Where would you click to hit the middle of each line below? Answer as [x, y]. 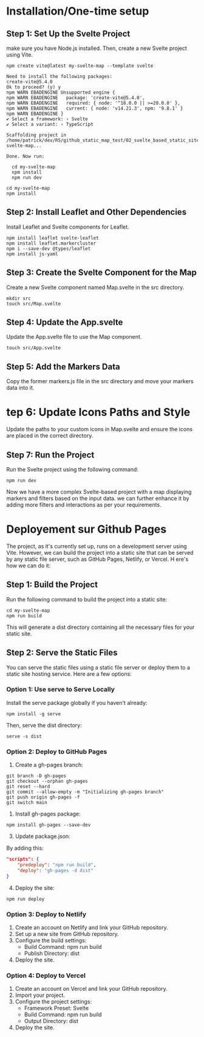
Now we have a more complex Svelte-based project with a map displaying [99, 492]
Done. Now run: [25, 156]
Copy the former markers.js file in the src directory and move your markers [100, 381]
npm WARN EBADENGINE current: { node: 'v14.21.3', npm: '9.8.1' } [95, 108]
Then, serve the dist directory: [44, 725]
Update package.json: [43, 836]
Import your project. [40, 995]
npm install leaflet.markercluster [51, 243]
